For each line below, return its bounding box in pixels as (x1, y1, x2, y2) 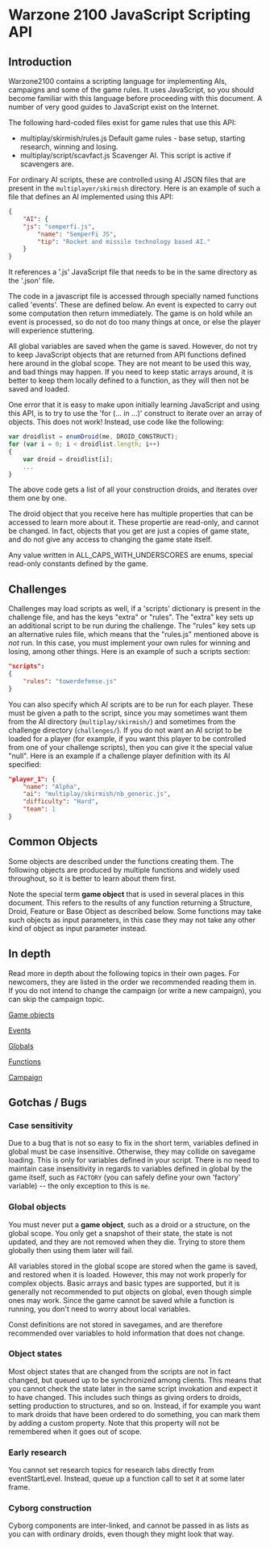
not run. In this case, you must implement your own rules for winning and (8, 638, 251, 648)
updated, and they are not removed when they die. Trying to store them (8, 1237, 246, 1247)
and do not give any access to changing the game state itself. (8, 535, 213, 544)
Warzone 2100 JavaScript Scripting (8, 6, 251, 24)
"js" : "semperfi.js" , (23, 222, 95, 231)
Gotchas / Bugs (8, 1096, 87, 1109)
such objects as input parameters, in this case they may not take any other (8, 915, 256, 924)
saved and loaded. (8, 384, 70, 394)
